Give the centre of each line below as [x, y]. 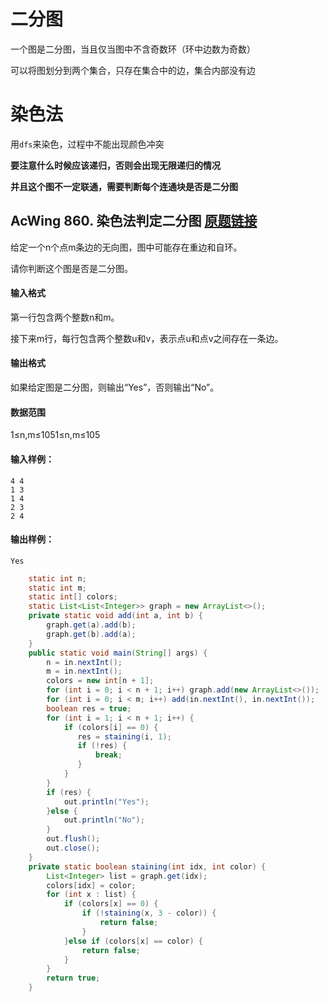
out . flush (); [73, 839]
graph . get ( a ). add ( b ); [91, 625]
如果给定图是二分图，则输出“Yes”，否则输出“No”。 [115, 387]
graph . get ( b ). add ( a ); [91, 634]
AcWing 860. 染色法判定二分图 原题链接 [134, 221]
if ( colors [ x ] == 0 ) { [111, 904]
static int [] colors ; [73, 597]
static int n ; [57, 578]
